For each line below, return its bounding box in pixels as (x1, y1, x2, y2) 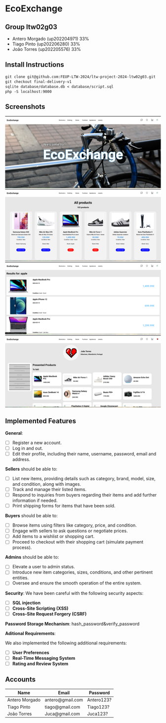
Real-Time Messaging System (12, 655, 76, 661)
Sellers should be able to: (5, 466, 58, 472)
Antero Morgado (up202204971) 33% (12, 36, 89, 42)
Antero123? (87, 697, 112, 703)
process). (12, 544, 32, 550)
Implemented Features (5, 417, 77, 425)
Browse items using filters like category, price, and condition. (12, 522, 137, 528)
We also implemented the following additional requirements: (5, 640, 127, 646)
